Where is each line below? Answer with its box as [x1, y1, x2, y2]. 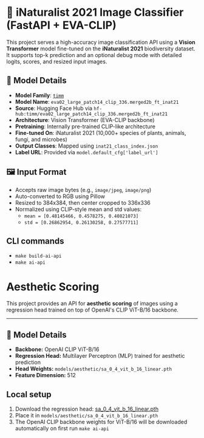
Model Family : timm [15, 91, 64, 99]
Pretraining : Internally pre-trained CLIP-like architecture [15, 123, 156, 130]
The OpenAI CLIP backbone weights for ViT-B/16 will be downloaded [15, 418, 188, 425]
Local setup [6, 389, 52, 400]
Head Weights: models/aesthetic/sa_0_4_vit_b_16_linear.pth [15, 365, 172, 372]
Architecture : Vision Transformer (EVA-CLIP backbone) [15, 116, 155, 123]
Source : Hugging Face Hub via [15, 104, 93, 112]
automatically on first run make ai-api [15, 425, 109, 432]
